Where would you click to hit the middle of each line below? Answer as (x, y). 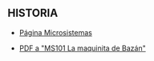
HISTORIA (33, 13)
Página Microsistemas (56, 32)
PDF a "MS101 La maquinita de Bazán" (82, 48)
